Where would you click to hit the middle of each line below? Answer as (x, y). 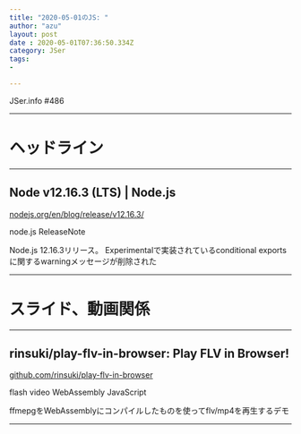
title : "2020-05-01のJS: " (59, 17)
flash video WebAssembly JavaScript (78, 392)
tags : (19, 59)
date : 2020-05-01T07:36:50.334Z (72, 43)
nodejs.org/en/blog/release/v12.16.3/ (77, 214)
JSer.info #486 (37, 100)
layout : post (34, 34)
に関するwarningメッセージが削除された (83, 261)
